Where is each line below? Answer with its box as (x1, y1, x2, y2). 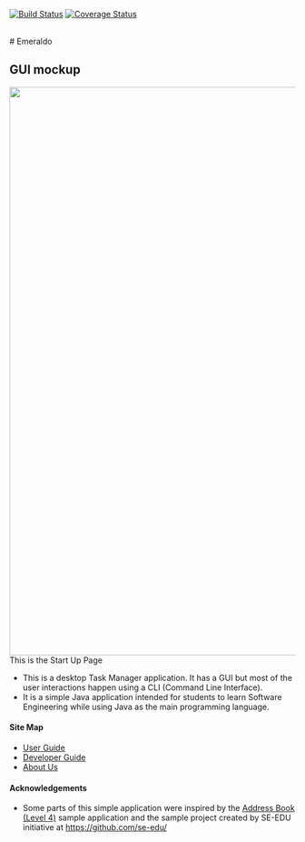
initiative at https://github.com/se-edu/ (22, 822, 168, 833)
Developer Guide (22, 752, 86, 763)
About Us (22, 762, 59, 773)
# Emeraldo (9, 36, 53, 46)
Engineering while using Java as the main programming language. (22, 701, 270, 712)
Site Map (9, 722, 44, 733)
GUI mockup (9, 62, 81, 77)
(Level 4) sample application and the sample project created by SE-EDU (22, 812, 292, 823)
